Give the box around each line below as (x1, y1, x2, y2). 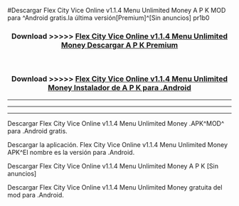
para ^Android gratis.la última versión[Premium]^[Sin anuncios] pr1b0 (7, 13, 210, 22)
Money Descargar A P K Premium (60, 40, 179, 50)
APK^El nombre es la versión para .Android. (7, 148, 135, 156)
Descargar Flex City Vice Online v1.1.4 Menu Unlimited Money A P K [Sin (7, 161, 219, 170)
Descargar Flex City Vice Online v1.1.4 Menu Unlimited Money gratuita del (7, 183, 223, 191)
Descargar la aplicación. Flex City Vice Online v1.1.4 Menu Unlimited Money (7, 140, 228, 148)
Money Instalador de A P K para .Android (47, 83, 192, 93)
